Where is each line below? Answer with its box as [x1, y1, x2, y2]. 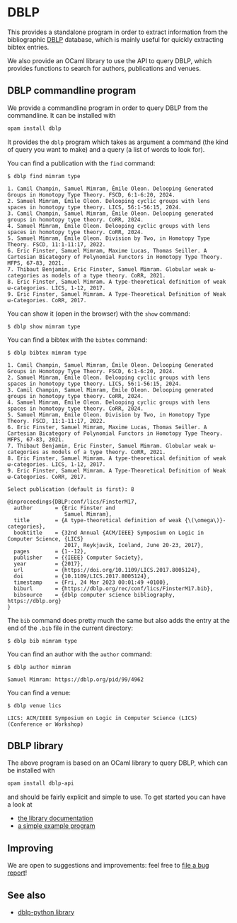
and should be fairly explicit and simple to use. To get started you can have [7, 792, 226, 802]
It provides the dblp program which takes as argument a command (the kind [7, 138, 229, 146]
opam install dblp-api [7, 780, 74, 787]
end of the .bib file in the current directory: [7, 624, 133, 632]
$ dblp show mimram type [7, 323, 81, 330]
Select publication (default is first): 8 [7, 485, 134, 493]
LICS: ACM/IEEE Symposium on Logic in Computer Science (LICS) [7, 714, 198, 722]
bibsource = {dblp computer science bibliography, [13, 591, 175, 598]
